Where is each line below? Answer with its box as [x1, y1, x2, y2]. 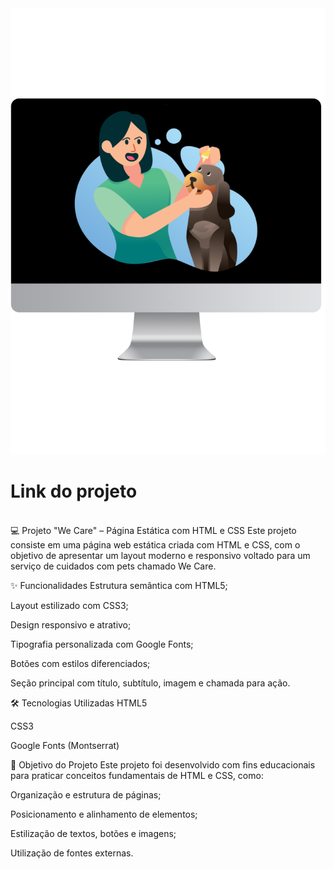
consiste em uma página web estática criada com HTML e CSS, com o [10, 538, 301, 551]
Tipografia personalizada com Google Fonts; [10, 638, 194, 650]
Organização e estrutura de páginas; [10, 788, 162, 801]
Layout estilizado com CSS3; [10, 599, 129, 611]
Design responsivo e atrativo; [10, 618, 132, 631]
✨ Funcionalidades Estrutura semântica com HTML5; [10, 579, 228, 591]
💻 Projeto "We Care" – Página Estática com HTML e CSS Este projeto [10, 524, 297, 536]
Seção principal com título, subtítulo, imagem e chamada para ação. [10, 677, 291, 689]
